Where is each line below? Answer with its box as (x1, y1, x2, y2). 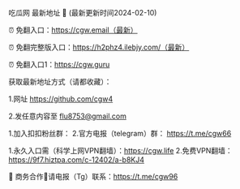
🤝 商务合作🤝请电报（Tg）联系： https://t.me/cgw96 (8, 172, 178, 181)
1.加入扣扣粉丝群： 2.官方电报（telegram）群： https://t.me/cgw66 (8, 129, 232, 138)
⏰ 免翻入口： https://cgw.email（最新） (8, 25, 138, 35)
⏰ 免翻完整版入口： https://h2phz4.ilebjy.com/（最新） (8, 42, 190, 52)
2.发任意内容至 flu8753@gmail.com (8, 111, 127, 121)
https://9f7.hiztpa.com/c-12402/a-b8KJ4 (8, 155, 144, 165)
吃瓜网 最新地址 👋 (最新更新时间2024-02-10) (8, 8, 157, 17)
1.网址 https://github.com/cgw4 (8, 94, 114, 104)
